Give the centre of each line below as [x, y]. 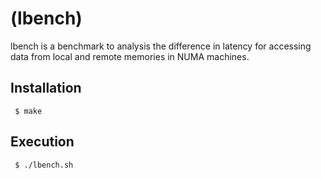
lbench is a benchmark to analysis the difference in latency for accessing [161, 46]
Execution [42, 142]
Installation [46, 88]
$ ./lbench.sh [44, 165]
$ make [28, 111]
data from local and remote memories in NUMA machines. [130, 56]
